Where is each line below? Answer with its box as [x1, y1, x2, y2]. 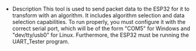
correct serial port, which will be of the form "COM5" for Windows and [12, 25, 190, 32]
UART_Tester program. [12, 38, 69, 45]
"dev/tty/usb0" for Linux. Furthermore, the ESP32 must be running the [12, 31, 189, 39]
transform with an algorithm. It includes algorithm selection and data [12, 12, 185, 19]
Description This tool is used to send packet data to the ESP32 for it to [12, 6, 190, 12]
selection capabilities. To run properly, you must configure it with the [12, 18, 186, 25]
